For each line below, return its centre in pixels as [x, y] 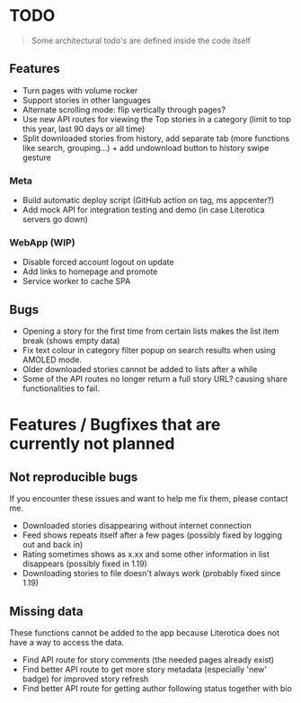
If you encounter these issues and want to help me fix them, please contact [149, 499]
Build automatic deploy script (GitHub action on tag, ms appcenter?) [148, 200]
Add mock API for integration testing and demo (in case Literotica [143, 210]
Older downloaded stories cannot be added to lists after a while [140, 369]
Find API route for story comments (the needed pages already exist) [148, 659]
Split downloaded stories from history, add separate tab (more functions [156, 138]
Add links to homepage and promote [90, 271]
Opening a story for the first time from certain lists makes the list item [150, 331]
